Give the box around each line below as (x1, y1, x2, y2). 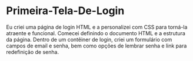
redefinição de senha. (6, 48, 59, 55)
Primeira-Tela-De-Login (6, 4, 125, 18)
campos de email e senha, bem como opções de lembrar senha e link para (6, 42, 187, 49)
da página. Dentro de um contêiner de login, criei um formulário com (6, 36, 172, 43)
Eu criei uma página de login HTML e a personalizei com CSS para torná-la (6, 23, 188, 30)
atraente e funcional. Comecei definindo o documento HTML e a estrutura (6, 29, 185, 36)
